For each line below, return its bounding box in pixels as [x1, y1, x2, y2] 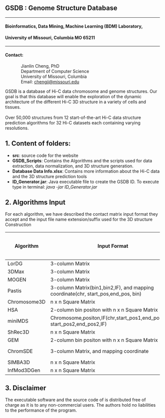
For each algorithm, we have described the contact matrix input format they [5, 211, 158, 217]
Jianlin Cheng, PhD [21, 63, 60, 69]
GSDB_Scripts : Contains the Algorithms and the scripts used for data [12, 157, 152, 163]
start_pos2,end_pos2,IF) [50, 321, 107, 328]
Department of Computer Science [21, 68, 89, 74]
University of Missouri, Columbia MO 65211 [5, 35, 95, 40]
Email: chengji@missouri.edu [21, 78, 80, 84]
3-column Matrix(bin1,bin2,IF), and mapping [50, 284, 154, 291]
